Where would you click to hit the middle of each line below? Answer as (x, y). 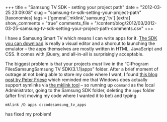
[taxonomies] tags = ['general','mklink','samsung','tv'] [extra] (68, 18)
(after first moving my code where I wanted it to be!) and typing (71, 95)
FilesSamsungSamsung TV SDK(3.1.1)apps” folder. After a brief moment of (82, 69)
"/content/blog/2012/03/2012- (126, 23)
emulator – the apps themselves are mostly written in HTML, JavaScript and (84, 49)
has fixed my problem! (28, 114)
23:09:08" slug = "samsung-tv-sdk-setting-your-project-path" (77, 12)
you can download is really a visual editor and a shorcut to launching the (80, 43)
